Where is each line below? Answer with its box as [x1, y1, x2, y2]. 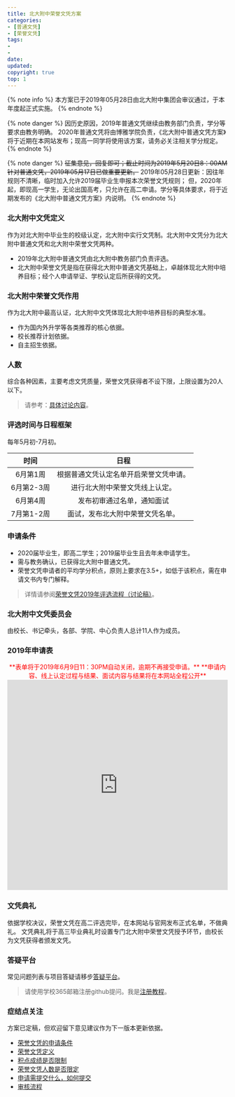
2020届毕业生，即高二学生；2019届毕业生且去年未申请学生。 [17, 548, 194, 557]
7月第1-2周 [10, 509, 50, 519]
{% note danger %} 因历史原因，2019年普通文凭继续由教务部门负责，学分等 [7, 119, 226, 128]
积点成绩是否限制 [17, 1056, 67, 1065]
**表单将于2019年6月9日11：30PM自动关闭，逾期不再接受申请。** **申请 [9, 663, 220, 672]
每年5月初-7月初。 [7, 437, 61, 446]
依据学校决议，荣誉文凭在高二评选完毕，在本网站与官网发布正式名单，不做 [7, 918, 222, 927]
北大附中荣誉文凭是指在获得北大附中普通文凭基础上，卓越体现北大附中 [17, 263, 220, 271]
